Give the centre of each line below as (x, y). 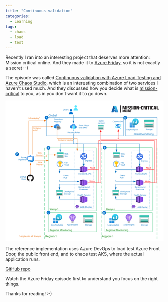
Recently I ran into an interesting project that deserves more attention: (78, 57)
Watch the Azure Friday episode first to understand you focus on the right (82, 279)
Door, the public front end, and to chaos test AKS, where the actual (75, 254)
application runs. (23, 259)
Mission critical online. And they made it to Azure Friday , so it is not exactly (83, 62)
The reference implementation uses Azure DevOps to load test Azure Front (82, 249)
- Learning (21, 21)
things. (12, 284)
